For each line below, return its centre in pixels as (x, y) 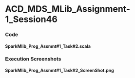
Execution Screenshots (33, 58)
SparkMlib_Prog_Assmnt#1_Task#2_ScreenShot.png (60, 70)
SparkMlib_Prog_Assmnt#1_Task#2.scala (48, 46)
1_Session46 (31, 19)
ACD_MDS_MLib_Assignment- (68, 9)
